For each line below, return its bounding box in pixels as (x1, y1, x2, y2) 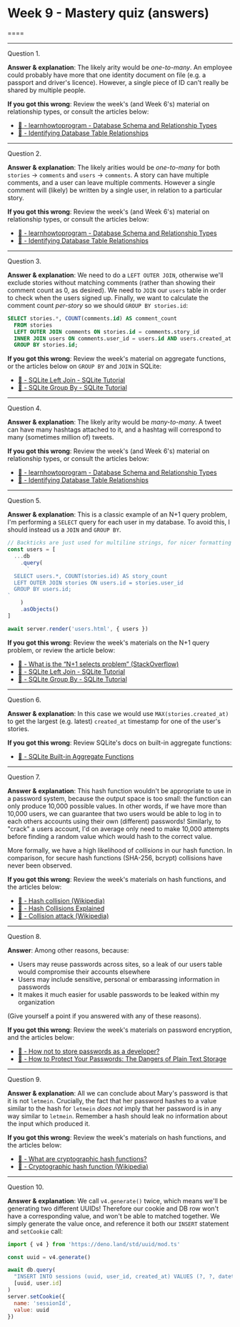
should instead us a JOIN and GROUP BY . (7, 525, 121, 534)
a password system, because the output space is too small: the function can (7, 794, 232, 802)
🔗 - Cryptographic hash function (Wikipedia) (17, 1162, 149, 1171)
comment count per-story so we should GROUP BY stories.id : (7, 301, 189, 309)
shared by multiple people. (7, 86, 86, 94)
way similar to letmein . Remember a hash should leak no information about (7, 1111, 228, 1120)
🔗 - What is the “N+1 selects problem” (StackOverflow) (17, 660, 179, 668)
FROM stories (14, 322, 53, 329)
